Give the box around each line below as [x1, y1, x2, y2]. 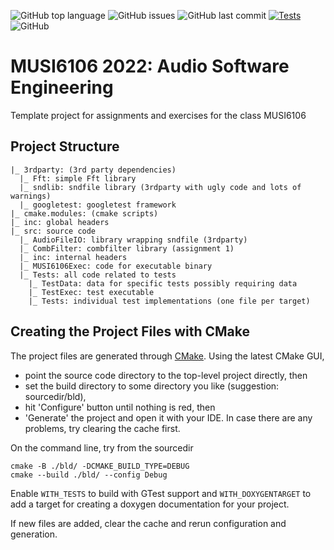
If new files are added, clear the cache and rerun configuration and [10, 517, 287, 529]
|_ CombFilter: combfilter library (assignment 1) [19, 243, 235, 254]
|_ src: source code [10, 226, 97, 236]
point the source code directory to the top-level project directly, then [24, 369, 308, 381]
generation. [10, 528, 58, 540]
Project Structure [10, 138, 120, 155]
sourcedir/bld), [24, 390, 87, 402]
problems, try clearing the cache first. [24, 422, 181, 434]
